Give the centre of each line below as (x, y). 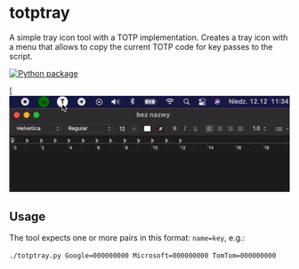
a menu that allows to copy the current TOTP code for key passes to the (141, 46)
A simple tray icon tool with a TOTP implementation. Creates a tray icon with (149, 37)
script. (21, 56)
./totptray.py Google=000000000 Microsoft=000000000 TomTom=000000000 (143, 256)
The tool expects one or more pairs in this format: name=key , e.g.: (127, 238)
